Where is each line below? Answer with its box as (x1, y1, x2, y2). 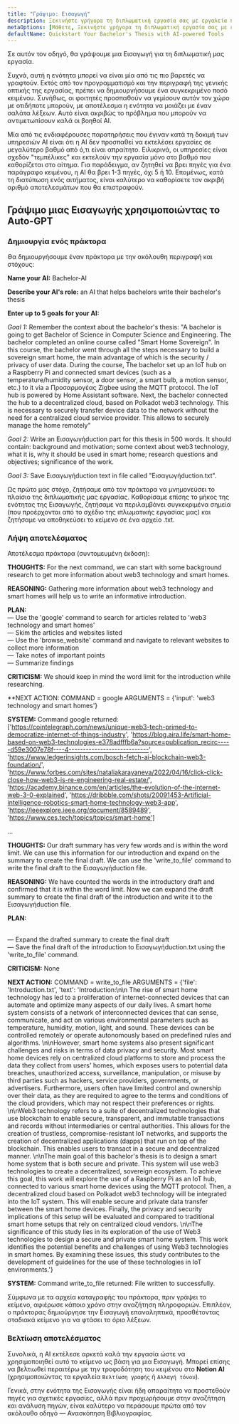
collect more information (7, 643, 80, 652)
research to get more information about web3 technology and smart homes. (7, 571, 230, 579)
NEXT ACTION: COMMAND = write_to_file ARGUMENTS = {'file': (7, 978, 198, 986)
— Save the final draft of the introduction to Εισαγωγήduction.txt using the (7, 943, 225, 951)
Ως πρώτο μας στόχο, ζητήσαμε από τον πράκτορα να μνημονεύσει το (7, 485, 216, 493)
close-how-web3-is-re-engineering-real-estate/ (7, 776, 149, 784)
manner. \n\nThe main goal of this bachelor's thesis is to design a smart (7, 1152, 217, 1161)
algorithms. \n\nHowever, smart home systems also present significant (7, 1038, 215, 1047)
